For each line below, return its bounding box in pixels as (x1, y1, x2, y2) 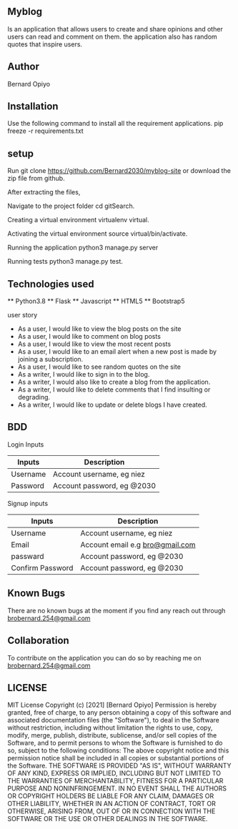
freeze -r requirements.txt (7, 126, 84, 135)
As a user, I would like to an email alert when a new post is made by (17, 347, 217, 356)
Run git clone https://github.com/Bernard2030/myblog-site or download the (7, 167, 231, 175)
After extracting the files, (7, 188, 81, 197)
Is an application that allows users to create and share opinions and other (7, 24, 223, 33)
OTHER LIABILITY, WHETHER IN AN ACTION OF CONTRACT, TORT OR (7, 800, 216, 808)
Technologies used (7, 278, 94, 290)
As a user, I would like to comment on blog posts (17, 332, 161, 341)
